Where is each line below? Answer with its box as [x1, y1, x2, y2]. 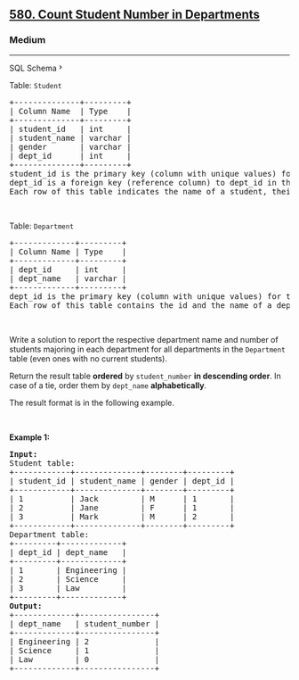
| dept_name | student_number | [9, 618, 160, 628]
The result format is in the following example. [9, 397, 175, 408]
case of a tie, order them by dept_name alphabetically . [9, 379, 207, 391]
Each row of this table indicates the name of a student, [9, 187, 268, 196]
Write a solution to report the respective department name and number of [9, 334, 279, 344]
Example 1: [9, 432, 51, 443]
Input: [9, 449, 38, 459]
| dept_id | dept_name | [9, 547, 127, 557]
